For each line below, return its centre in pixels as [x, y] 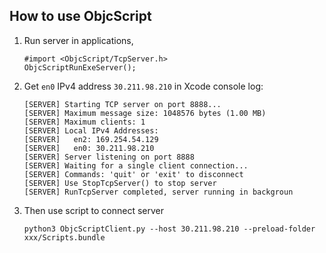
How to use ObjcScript [80, 16]
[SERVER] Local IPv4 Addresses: [91, 130]
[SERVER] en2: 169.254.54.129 [91, 139]
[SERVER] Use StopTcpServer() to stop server [120, 183]
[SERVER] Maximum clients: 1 [84, 122]
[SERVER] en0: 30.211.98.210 [89, 148]
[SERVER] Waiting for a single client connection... [136, 165]
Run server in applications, [78, 40]
